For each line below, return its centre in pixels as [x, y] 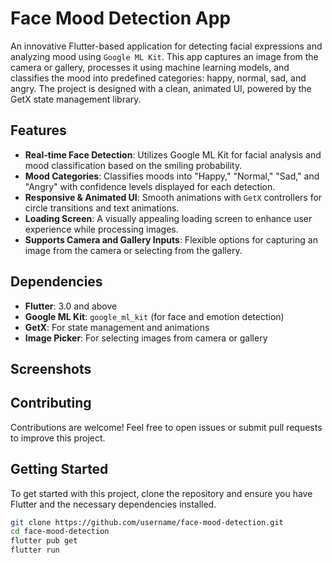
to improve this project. [58, 438]
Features [38, 130]
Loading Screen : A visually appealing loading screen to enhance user [168, 218]
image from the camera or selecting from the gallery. [133, 250]
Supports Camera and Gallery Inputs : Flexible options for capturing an [171, 239]
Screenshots [51, 368]
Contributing [51, 403]
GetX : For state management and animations [117, 327]
